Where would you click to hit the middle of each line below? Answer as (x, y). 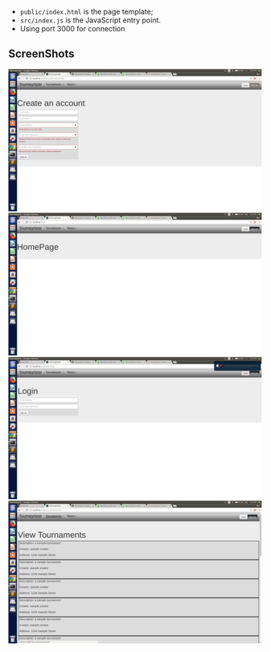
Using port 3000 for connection (72, 29)
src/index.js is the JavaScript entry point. (90, 20)
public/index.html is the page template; (86, 12)
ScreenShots (41, 54)
